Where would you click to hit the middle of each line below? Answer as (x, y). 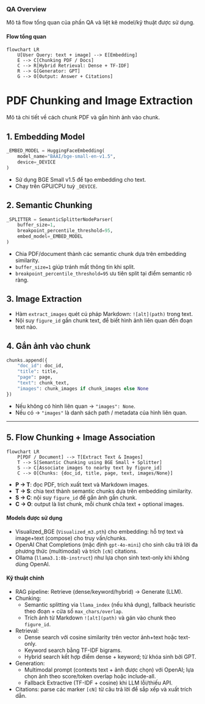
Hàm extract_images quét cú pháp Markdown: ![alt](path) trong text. (104, 313)
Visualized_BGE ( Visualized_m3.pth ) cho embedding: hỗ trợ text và (99, 531)
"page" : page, (35, 377)
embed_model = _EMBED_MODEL (50, 237)
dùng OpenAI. (33, 564)
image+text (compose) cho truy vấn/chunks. (71, 538)
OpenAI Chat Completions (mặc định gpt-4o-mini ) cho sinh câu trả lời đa (106, 544)
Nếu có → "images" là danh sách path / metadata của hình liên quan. (101, 413)
